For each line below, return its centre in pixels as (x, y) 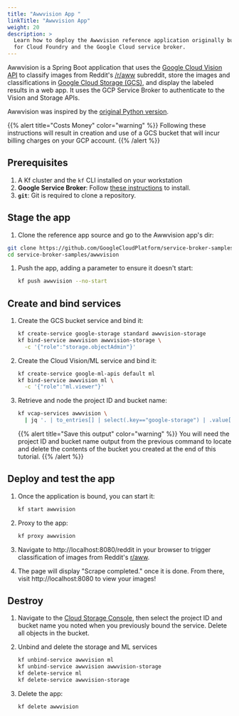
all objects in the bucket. (54, 633)
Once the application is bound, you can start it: (86, 496)
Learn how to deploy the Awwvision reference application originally (119, 41)
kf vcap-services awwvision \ (63, 414)
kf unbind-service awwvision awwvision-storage (89, 667)
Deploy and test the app (61, 479)
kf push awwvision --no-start (63, 281)
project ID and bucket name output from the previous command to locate (124, 441)
